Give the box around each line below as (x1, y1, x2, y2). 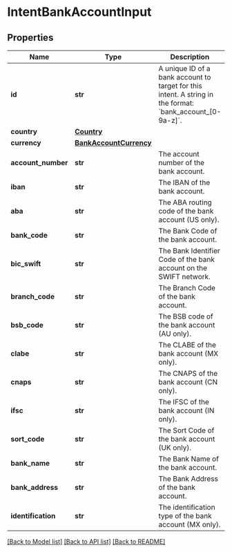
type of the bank (158, 511, 212, 520)
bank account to (158, 73, 211, 82)
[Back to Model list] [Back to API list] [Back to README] (7, 537, 166, 546)
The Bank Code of (158, 226, 217, 236)
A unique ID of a (158, 64, 211, 73)
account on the (158, 263, 208, 273)
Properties (7, 32, 54, 44)
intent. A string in (158, 90, 214, 99)
